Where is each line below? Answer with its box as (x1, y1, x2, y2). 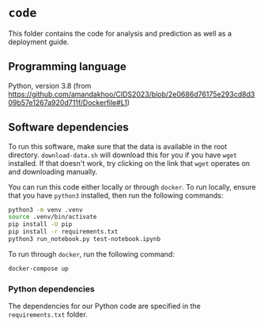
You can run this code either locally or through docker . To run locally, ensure (8, 182, 256, 191)
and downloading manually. (8, 167, 98, 176)
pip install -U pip (8, 220, 73, 228)
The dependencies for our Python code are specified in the (8, 302, 202, 311)
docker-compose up (8, 265, 69, 272)
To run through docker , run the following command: (8, 249, 175, 258)
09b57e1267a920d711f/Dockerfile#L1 (8, 97, 128, 107)
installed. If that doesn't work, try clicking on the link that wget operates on (8, 158, 251, 167)
